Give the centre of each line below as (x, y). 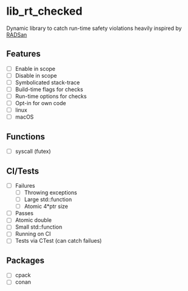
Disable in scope (36, 75)
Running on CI (33, 234)
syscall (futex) (33, 152)
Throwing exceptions (50, 193)
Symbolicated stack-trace (47, 82)
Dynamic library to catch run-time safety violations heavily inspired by (94, 28)
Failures (25, 185)
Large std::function (48, 199)
